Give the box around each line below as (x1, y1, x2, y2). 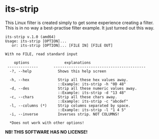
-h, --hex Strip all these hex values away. (9, 77, 129, 82)
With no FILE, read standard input (5, 52, 78, 56)
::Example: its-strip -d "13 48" (57, 90, 126, 95)
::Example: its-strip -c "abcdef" (57, 99, 129, 104)
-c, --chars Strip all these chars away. (9, 94, 118, 99)
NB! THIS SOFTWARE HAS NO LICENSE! (5, 129, 88, 135)
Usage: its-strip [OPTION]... (5, 38, 67, 44)
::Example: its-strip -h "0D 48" (57, 82, 126, 86)
